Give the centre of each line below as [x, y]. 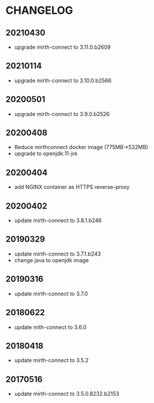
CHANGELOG [39, 11]
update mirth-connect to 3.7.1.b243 [58, 254]
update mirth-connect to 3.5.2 [52, 360]
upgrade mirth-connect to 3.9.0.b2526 [62, 114]
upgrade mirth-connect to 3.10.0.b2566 [63, 80]
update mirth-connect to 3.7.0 [51, 294]
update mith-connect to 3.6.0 [50, 327]
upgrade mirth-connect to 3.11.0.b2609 [62, 47]
